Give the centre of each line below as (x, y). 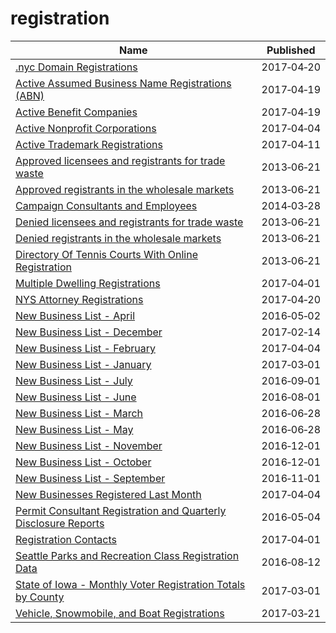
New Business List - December (89, 332)
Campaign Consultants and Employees (106, 205)
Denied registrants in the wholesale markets (118, 238)
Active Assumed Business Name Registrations (123, 83)
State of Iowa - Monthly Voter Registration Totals (130, 584)
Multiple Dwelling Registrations (88, 283)
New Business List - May (74, 429)
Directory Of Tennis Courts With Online (106, 254)
